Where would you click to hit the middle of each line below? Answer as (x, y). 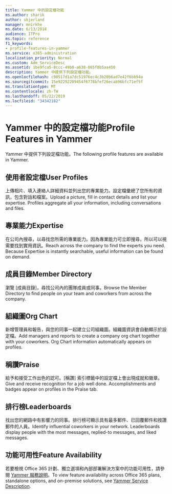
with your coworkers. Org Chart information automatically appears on (79, 342)
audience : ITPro (23, 34)
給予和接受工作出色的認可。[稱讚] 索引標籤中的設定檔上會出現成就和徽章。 (84, 378)
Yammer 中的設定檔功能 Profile (70, 128)
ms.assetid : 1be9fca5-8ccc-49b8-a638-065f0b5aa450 (60, 67)
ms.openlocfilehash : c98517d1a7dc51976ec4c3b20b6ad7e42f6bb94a (74, 77)
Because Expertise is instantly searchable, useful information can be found (84, 251)
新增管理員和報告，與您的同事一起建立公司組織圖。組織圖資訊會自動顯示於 (84, 330)
